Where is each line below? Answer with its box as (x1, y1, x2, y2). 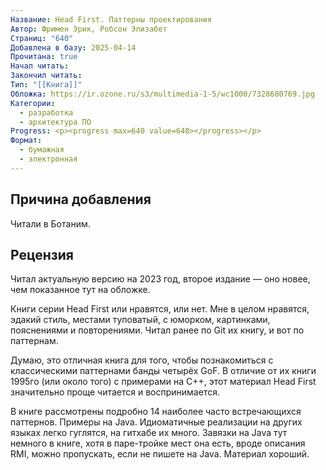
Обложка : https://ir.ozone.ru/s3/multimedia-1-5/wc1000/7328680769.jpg (10, 89, 315, 99)
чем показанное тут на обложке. (10, 284, 151, 296)
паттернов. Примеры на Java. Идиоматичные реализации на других (10, 416, 303, 428)
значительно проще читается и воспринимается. (10, 386, 220, 398)
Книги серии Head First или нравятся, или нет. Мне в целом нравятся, (10, 303, 310, 315)
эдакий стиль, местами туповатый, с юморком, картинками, (10, 314, 271, 326)
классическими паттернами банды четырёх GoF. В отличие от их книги (10, 365, 317, 377)
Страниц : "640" (10, 33, 74, 43)
